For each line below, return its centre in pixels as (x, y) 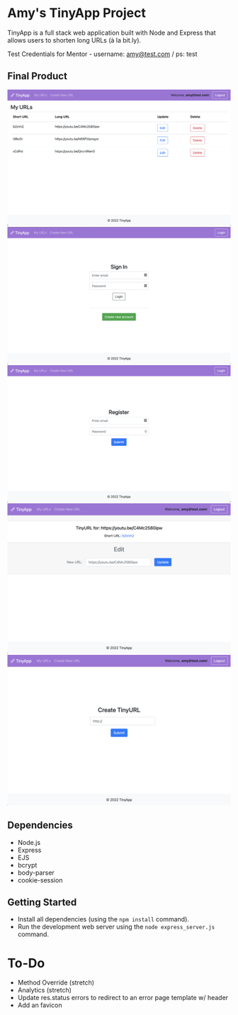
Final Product (37, 76)
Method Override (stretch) (56, 982)
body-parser (36, 873)
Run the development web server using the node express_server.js (116, 927)
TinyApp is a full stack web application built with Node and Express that (112, 33)
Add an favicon (40, 1005)
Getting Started (42, 902)
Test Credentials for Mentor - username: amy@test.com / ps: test (102, 54)
